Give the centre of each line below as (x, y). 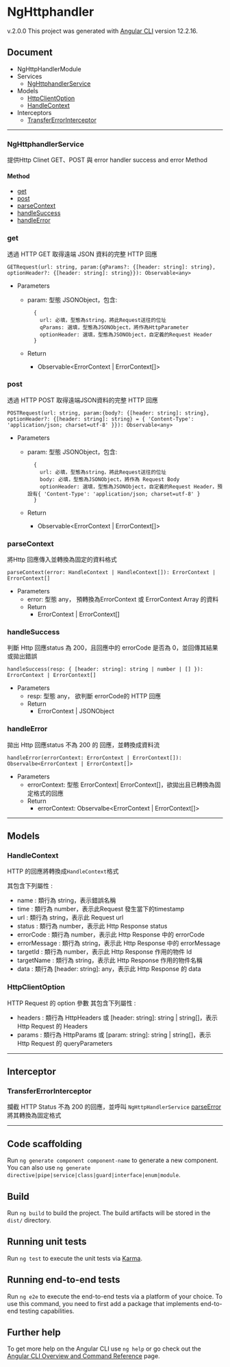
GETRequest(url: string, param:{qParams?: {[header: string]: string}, (111, 267)
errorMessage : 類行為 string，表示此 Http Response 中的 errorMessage (119, 944)
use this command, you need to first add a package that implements (103, 1303)
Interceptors (34, 112)
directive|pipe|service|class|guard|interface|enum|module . (94, 1175)
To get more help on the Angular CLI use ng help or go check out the (104, 1349)
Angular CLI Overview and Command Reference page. (84, 1356)
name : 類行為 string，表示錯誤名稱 (66, 900)
